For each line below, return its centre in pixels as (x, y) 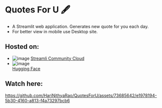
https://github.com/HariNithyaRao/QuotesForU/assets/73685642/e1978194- (81, 95)
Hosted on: (22, 47)
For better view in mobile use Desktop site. (55, 31)
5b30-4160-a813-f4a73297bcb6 (37, 100)
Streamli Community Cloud (58, 58)
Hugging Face (26, 68)
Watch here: (24, 84)
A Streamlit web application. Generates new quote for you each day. (80, 26)
